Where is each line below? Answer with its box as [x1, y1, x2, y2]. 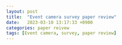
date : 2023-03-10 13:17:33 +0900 [6, 19, 93, 25]
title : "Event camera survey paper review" [6, 14, 117, 20]
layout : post [6, 8, 38, 15]
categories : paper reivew [6, 25, 69, 31]
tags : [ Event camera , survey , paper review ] [6, 30, 117, 36]
